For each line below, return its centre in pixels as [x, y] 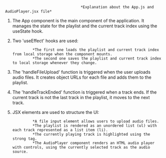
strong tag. [25, 139]
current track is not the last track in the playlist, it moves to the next [81, 97]
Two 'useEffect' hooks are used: [45, 41]
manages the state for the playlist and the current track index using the [85, 26]
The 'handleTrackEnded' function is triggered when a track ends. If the [84, 92]
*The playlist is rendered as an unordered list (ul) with [95, 126]
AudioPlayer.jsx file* [28, 11]
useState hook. [28, 31]
